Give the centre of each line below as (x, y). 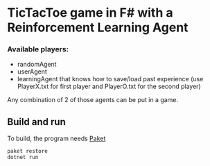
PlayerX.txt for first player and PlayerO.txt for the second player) (109, 86)
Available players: (38, 49)
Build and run (36, 122)
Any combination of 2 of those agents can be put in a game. (93, 100)
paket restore (28, 151)
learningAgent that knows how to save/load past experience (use (110, 79)
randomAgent (37, 65)
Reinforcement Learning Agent (98, 27)
